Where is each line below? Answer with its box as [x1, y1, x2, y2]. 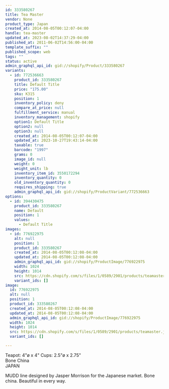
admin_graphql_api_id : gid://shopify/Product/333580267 [5, 63, 125, 68]
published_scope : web [5, 49, 51, 54]
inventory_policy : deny [14, 101, 64, 106]
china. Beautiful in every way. [5, 377, 66, 384]
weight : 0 [14, 161, 35, 166]
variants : [5, 68, 26, 73]
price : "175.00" [14, 86, 49, 92]
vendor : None [5, 17, 33, 22]
